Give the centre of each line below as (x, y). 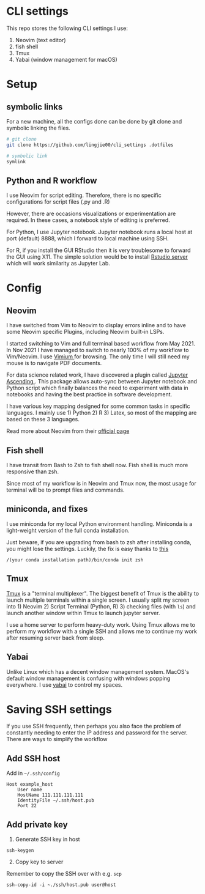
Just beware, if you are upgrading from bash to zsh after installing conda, (99, 542)
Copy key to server (39, 862)
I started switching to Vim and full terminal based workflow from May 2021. (101, 344)
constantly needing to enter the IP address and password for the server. (97, 733)
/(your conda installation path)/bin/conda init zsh (75, 560)
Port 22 (27, 806)
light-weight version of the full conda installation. (68, 530)
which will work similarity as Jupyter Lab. (58, 264)
